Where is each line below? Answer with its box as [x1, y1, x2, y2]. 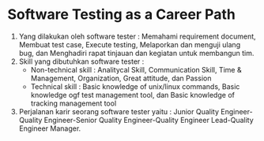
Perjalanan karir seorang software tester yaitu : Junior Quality [18, 106, 219, 116]
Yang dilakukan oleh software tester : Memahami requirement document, [18, 32, 256, 41]
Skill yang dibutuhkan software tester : [18, 57, 145, 66]
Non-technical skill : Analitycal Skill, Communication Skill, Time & [30, 65, 242, 74]
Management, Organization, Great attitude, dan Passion [30, 73, 212, 83]
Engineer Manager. [18, 124, 81, 133]
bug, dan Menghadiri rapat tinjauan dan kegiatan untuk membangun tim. [18, 48, 255, 58]
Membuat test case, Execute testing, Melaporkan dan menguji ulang [18, 39, 241, 49]
